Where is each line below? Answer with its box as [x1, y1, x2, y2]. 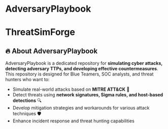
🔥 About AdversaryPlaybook [5, 46, 98, 55]
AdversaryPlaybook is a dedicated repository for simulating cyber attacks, [5, 60, 163, 66]
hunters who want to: [5, 76, 50, 83]
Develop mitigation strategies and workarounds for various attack [12, 105, 150, 111]
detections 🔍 [12, 97, 42, 104]
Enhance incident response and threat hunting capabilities [12, 118, 135, 124]
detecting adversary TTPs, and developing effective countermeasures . [5, 66, 158, 72]
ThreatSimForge [5, 27, 75, 38]
